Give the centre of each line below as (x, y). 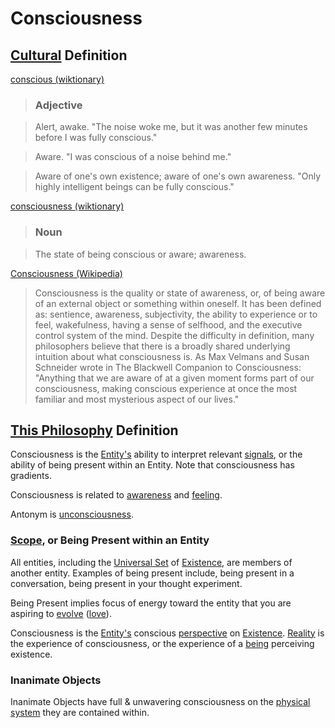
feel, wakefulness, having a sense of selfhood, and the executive (168, 324)
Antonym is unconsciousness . (72, 514)
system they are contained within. (80, 712)
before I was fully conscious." (96, 138)
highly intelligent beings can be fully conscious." (134, 187)
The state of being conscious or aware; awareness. (140, 254)
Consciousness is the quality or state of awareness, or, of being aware (180, 293)
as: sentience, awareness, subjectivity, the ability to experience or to (176, 314)
